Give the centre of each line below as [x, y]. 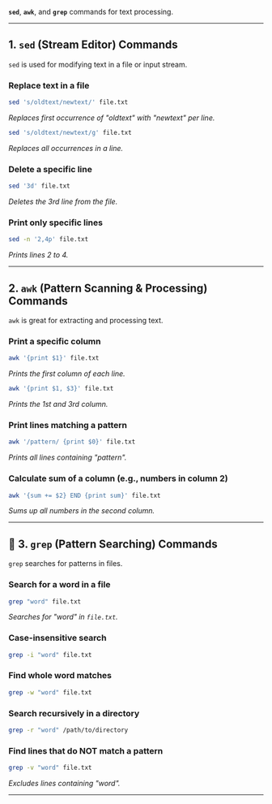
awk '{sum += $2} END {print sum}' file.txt [85, 495]
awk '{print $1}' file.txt [54, 358]
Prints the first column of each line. [67, 374]
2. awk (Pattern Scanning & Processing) [108, 288]
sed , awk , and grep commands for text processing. [91, 12]
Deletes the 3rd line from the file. [63, 201]
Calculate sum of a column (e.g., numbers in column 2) [118, 478]
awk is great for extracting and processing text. [86, 321]
